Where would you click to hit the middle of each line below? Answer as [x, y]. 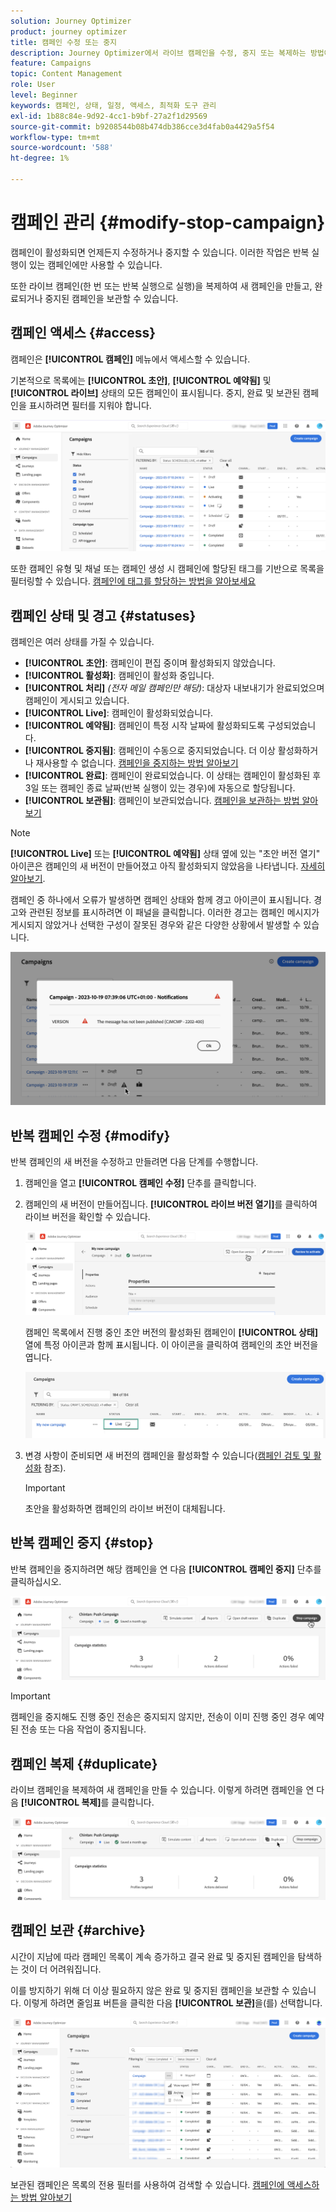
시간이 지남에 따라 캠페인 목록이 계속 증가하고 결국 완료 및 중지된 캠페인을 [153, 1956]
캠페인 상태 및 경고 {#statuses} [103, 615]
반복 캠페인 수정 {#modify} [90, 1135]
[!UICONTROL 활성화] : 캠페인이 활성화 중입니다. [119, 676]
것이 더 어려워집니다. [61, 1969]
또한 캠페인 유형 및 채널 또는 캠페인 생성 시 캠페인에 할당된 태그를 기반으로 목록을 [167, 569]
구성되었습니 [291, 726]
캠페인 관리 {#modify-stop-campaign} [168, 222]
